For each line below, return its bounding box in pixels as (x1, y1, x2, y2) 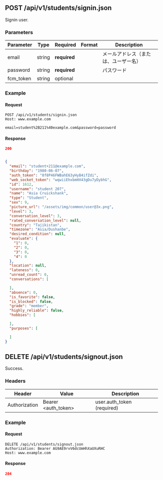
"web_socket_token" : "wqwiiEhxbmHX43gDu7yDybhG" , (9, 177, 112, 182)
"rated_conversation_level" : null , (9, 218, 81, 223)
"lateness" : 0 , (9, 268, 40, 273)
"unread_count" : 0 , (9, 272, 49, 277)
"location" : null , (9, 263, 47, 268)
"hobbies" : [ (9, 313, 36, 318)
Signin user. (5, 17, 29, 22)
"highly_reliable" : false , (9, 308, 64, 313)
